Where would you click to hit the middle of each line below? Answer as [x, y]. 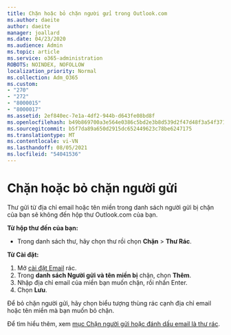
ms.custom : [23, 84]
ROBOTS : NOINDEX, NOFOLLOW [46, 65]
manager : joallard [33, 33]
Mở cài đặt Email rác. [47, 268]
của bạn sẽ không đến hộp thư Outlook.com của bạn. [82, 215]
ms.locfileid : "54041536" [44, 154]
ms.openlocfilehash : [37, 122]
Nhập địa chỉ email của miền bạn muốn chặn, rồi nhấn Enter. [102, 282]
